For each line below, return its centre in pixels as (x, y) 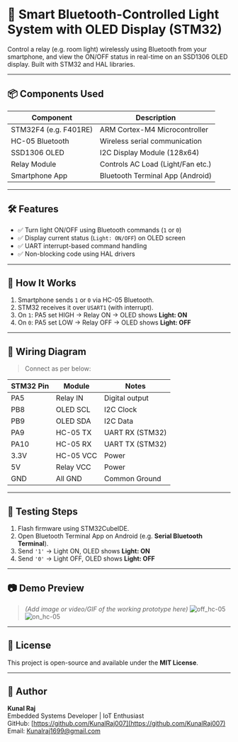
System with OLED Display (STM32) (115, 29)
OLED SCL (73, 410)
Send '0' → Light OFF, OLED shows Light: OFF (86, 558)
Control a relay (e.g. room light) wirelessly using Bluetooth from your (107, 49)
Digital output (126, 398)
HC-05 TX (74, 433)
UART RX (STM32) (135, 433)
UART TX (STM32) (135, 444)
